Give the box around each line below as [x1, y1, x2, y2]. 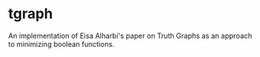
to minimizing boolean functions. [8, 39, 115, 48]
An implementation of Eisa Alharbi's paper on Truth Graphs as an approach [8, 31, 253, 40]
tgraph [8, 5, 54, 23]
